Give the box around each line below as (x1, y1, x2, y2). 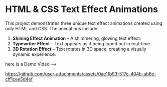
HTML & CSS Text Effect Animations (5, 4, 158, 15)
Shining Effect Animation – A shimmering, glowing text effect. (12, 35, 141, 41)
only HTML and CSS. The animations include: (5, 25, 99, 31)
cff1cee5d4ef (5, 76, 33, 82)
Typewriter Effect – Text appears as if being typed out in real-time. (12, 40, 151, 46)
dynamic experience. (12, 51, 56, 57)
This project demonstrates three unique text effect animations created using (5, 20, 162, 26)
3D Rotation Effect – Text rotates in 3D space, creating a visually (12, 46, 146, 52)
